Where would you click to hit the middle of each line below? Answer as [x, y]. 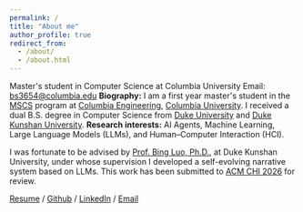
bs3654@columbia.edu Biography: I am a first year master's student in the [150, 96]
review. [23, 181]
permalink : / [34, 18]
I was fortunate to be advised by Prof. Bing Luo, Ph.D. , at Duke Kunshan [143, 152]
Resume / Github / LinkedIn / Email [74, 198]
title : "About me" [44, 26]
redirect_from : [38, 43]
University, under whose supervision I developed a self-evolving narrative [148, 162]
